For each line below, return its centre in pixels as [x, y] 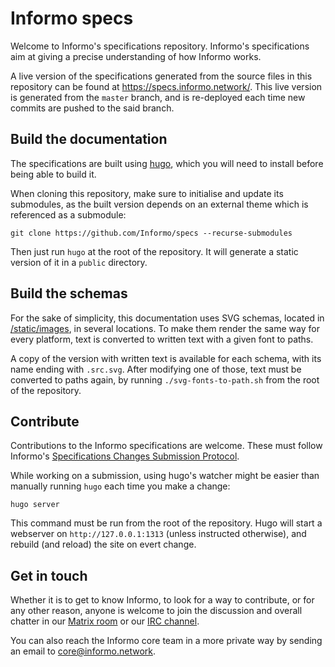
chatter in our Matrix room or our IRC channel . [105, 621]
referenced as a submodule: [68, 214]
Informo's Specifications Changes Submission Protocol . [125, 456]
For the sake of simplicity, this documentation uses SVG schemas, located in [167, 318]
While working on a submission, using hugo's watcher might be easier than [165, 476]
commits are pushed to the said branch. [92, 108]
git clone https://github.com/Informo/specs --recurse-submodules [151, 233]
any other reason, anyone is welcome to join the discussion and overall [156, 611]
